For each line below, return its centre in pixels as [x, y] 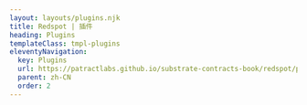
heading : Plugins [42, 35]
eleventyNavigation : [49, 52]
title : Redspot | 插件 [51, 26]
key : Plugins [42, 60]
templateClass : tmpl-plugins [65, 43]
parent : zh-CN [44, 78]
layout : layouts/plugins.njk [65, 18]
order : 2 [34, 86]
